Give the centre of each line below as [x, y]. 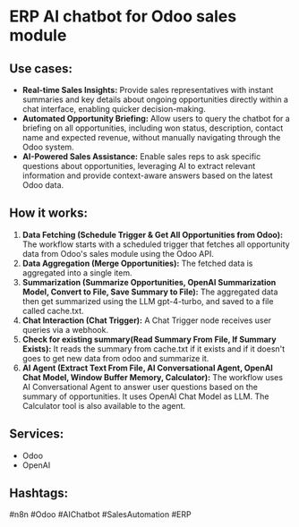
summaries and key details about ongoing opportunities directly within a [155, 99]
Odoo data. [43, 185]
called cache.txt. [53, 310]
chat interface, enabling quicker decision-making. [114, 109]
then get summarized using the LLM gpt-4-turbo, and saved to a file [148, 301]
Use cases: [41, 68]
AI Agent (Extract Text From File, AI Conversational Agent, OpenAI [147, 368]
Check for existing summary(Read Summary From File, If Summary [149, 339]
